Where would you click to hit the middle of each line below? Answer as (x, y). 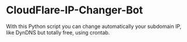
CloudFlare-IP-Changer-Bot (75, 10)
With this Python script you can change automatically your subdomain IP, (94, 26)
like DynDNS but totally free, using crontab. (58, 32)
